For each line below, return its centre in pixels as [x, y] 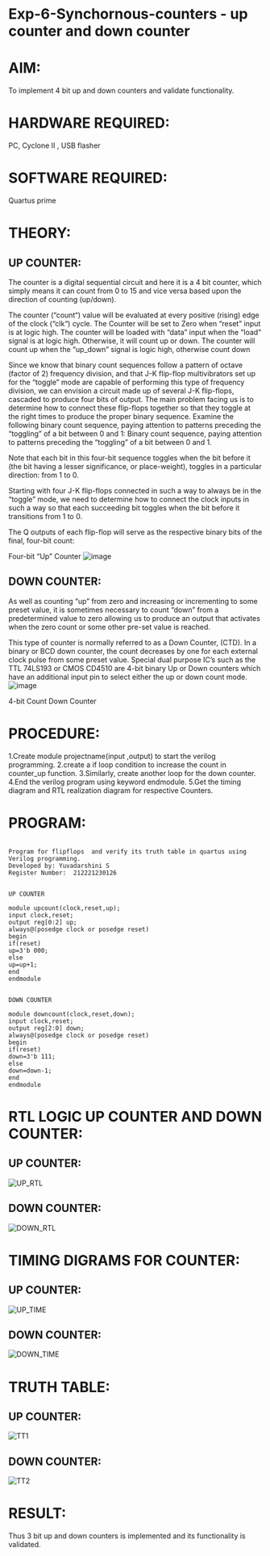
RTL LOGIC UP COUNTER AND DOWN [135, 1116]
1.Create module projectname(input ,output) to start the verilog [112, 756]
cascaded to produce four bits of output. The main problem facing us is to [131, 399]
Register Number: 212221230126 [62, 873]
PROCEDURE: [54, 734]
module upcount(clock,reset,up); [64, 908]
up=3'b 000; [28, 950]
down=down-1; [30, 1071]
